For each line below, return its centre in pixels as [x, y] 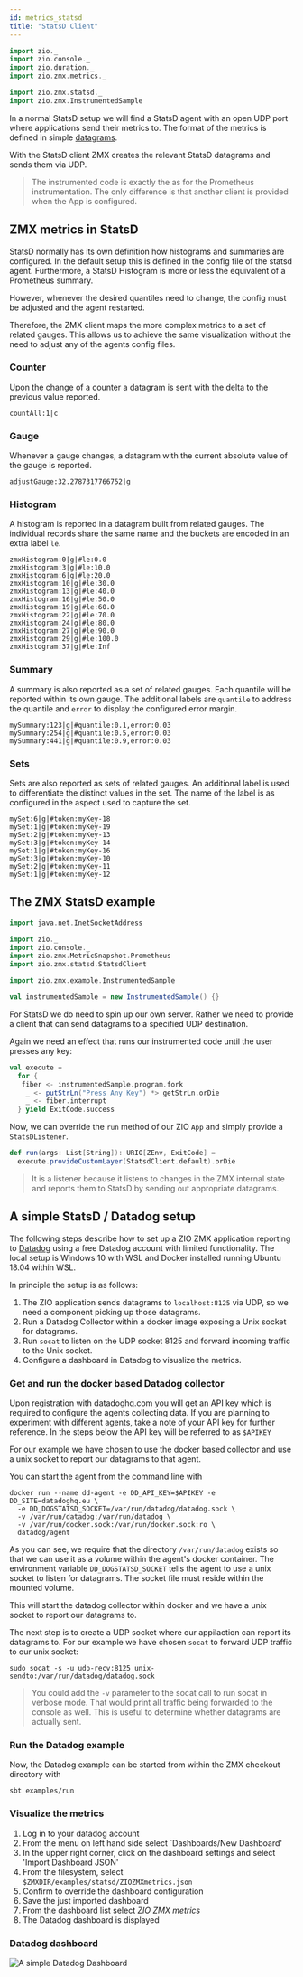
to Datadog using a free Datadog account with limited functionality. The [142, 1247]
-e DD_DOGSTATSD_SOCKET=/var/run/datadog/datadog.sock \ [127, 1509]
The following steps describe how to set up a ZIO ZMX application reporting [150, 1238]
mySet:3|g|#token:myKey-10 [60, 859]
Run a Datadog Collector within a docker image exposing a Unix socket [154, 1322]
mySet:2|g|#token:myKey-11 [60, 867]
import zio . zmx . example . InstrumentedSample [92, 981]
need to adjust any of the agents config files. [92, 344]
